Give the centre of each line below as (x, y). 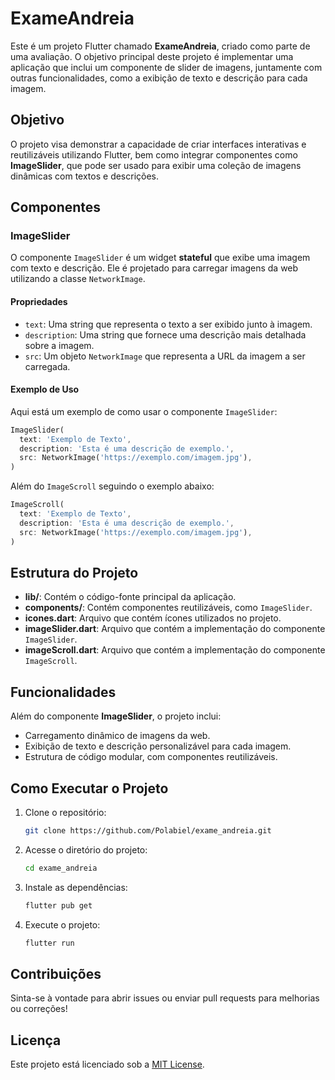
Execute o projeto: (62, 924)
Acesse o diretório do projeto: (86, 849)
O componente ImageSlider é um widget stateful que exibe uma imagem (160, 258)
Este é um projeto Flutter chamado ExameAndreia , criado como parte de (160, 46)
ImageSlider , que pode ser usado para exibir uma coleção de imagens (156, 165)
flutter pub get (58, 905)
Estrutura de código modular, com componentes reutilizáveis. (151, 757)
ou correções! (39, 1009)
